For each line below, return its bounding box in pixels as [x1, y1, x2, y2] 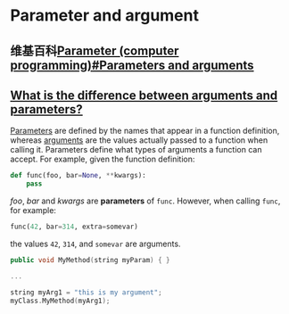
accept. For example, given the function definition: [10, 153, 195, 165]
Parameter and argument [10, 5, 200, 26]
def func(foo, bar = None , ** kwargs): [10, 171, 146, 180]
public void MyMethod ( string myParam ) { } [10, 256, 170, 265]
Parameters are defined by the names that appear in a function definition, [10, 126, 280, 136]
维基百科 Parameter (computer [10, 43, 179, 58]
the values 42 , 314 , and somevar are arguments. [10, 238, 181, 250]
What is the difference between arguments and [10, 87, 278, 103]
